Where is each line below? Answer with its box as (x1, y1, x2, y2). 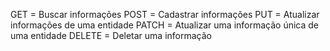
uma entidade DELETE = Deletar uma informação (10, 30, 212, 41)
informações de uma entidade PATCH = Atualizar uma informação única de (10, 19, 320, 31)
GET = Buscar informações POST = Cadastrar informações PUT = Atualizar (10, 9, 320, 20)
